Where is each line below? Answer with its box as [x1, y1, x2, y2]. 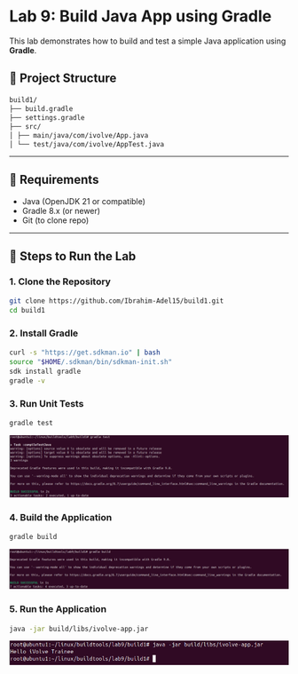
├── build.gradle [9, 104, 74, 113]
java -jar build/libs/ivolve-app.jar [9, 624, 149, 633]
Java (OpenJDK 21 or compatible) [21, 195, 146, 206]
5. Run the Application [9, 603, 107, 615]
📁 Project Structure [9, 71, 117, 86]
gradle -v [9, 376, 46, 385]
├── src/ [9, 122, 42, 131]
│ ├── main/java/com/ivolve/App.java [9, 131, 149, 139]
